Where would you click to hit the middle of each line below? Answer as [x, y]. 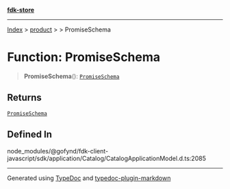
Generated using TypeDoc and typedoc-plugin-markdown [89, 178]
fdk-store [21, 10]
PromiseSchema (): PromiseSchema [72, 76]
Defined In [30, 135]
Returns [25, 98]
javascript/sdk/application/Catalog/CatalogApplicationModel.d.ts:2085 [107, 158]
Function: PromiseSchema [84, 57]
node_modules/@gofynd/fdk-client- [57, 151]
